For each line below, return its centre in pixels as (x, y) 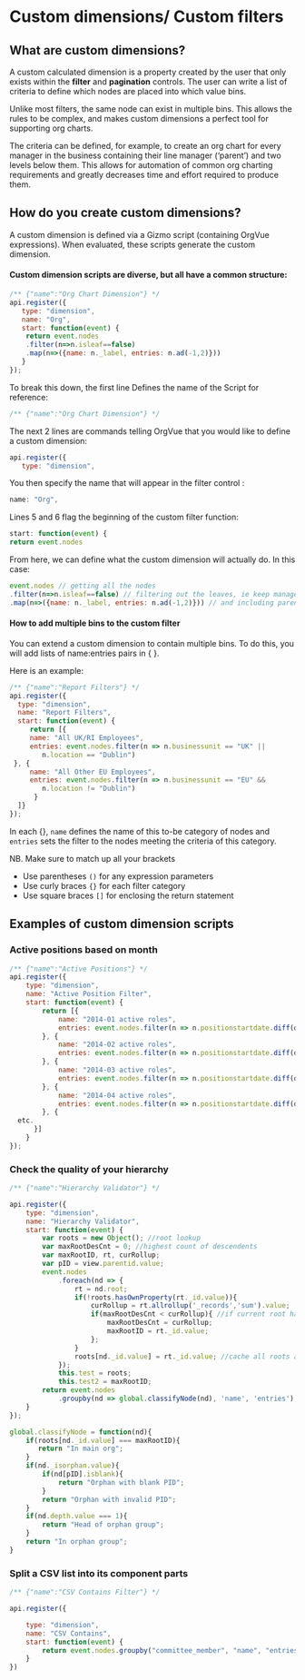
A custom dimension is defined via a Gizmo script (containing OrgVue (140, 234)
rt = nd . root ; (101, 1289)
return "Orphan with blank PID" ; (121, 1482)
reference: (29, 397)
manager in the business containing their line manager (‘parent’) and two (145, 155)
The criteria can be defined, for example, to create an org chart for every (145, 146)
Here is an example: (47, 670)
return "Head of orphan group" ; (103, 1525)
